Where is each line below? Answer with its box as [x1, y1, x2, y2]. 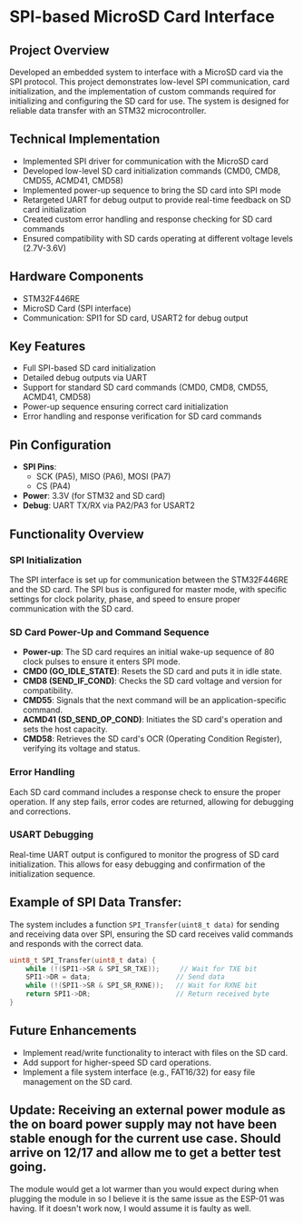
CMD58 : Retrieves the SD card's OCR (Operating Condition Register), [22, 733, 283, 744]
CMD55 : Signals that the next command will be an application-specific [22, 695, 288, 706]
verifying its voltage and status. [22, 743, 141, 754]
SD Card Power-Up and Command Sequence [9, 625, 210, 638]
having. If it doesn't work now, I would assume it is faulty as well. [9, 1202, 251, 1214]
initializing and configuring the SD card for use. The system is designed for [9, 95, 289, 106]
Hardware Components [9, 269, 144, 284]
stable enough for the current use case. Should [9, 1131, 281, 1147]
